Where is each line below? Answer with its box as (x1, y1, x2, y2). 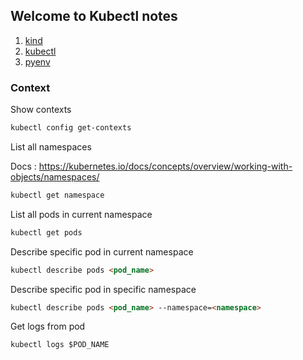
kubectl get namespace (10, 190, 105, 200)
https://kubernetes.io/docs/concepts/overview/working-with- (38, 160, 293, 172)
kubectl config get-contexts (10, 123, 132, 133)
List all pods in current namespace (10, 208, 153, 220)
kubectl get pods (10, 227, 83, 238)
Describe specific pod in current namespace (10, 245, 194, 258)
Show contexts (10, 104, 72, 116)
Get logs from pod (10, 320, 86, 333)
